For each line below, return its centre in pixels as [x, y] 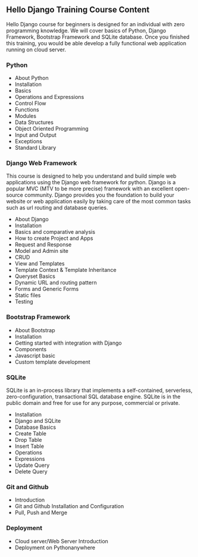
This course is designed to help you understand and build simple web [91, 176]
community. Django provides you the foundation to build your [100, 195]
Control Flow [30, 103]
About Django [32, 219]
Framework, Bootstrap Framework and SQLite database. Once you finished [98, 37]
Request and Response [43, 245]
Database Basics [35, 427]
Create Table [30, 434]
